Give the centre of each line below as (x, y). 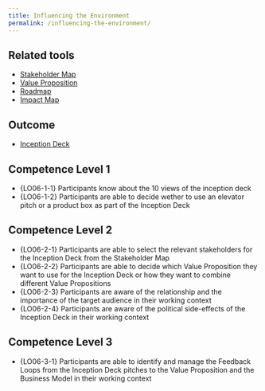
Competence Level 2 (60, 231)
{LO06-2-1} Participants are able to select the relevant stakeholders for (136, 249)
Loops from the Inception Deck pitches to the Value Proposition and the (137, 369)
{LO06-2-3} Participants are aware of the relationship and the (121, 291)
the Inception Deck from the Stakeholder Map (94, 258)
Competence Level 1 (59, 169)
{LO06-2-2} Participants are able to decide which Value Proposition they (138, 266)
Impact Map (39, 100)
